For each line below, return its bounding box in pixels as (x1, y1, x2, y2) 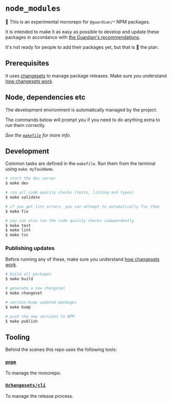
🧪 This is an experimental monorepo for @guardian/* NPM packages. (5, 19, 150, 25)
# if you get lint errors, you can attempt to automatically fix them (5, 204, 160, 209)
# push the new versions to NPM (5, 314, 74, 319)
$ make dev (5, 181, 29, 186)
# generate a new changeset (5, 286, 66, 291)
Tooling (5, 333, 30, 341)
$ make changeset (5, 290, 43, 296)
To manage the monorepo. (5, 370, 62, 376)
